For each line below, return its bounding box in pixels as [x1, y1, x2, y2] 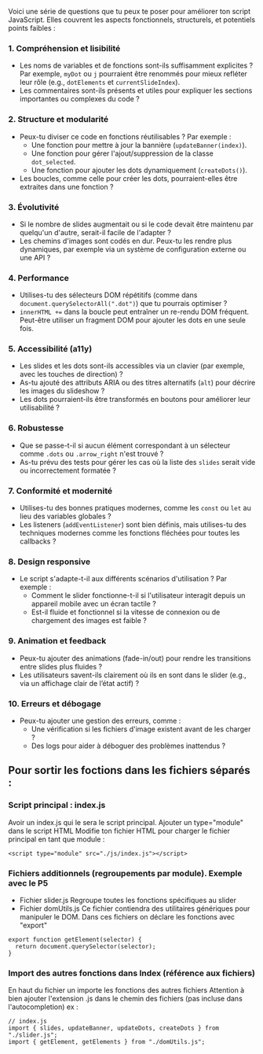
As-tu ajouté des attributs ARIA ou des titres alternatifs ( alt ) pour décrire [19, 378, 256, 388]
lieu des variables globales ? [19, 511, 111, 521]
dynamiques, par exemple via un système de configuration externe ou [19, 244, 247, 254]
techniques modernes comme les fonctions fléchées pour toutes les [19, 529, 240, 538]
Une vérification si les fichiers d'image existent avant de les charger [31, 724, 251, 734]
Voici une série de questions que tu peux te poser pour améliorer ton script [8, 7, 251, 16]
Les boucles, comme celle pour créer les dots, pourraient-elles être [19, 173, 238, 183]
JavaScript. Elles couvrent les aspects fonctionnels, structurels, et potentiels [8, 15, 256, 24]
